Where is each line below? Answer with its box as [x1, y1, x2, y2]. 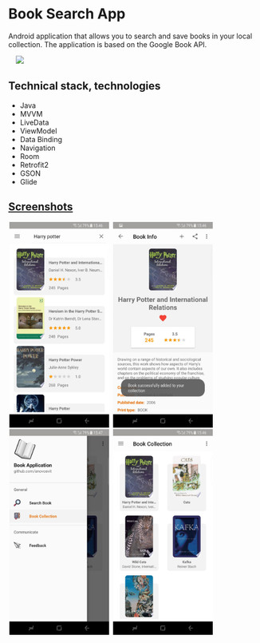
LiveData [19, 117, 49, 127]
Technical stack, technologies [8, 79, 161, 93]
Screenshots [8, 200, 73, 214]
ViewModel [19, 125, 57, 136]
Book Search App [8, 5, 126, 23]
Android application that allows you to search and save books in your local [8, 31, 253, 41]
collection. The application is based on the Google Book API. [8, 39, 207, 49]
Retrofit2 [19, 160, 49, 169]
